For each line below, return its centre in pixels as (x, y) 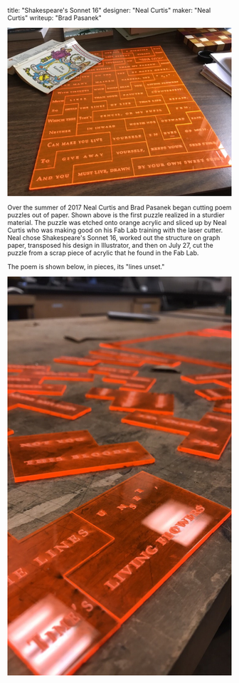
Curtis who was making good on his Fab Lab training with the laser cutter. (115, 230)
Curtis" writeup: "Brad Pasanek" (54, 18)
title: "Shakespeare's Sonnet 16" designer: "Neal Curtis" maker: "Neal (109, 10)
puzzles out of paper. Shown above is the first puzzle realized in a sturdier (116, 215)
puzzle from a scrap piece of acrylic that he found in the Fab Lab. (103, 253)
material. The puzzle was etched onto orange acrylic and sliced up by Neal (117, 223)
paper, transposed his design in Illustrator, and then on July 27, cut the (110, 245)
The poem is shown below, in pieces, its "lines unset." (86, 267)
